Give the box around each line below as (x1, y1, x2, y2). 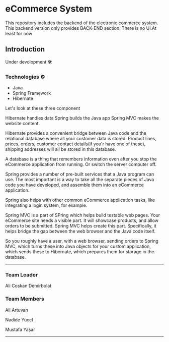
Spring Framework (12, 90, 51, 96)
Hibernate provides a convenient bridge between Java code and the (5, 130, 147, 136)
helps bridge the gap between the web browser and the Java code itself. (5, 228, 156, 235)
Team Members (5, 296, 44, 303)
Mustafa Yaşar (5, 326, 35, 332)
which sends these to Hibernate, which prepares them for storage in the (5, 249, 154, 255)
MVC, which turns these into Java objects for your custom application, (5, 243, 151, 250)
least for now (5, 30, 33, 36)
